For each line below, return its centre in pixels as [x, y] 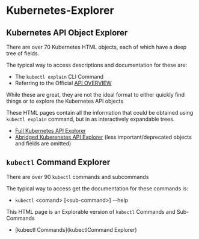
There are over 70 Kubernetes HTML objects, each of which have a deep [96, 47]
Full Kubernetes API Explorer [50, 131]
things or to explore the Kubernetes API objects [65, 101]
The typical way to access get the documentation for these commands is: [97, 188]
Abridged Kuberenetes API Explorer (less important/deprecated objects [103, 137]
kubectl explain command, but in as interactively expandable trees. [90, 119]
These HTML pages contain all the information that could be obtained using [100, 113]
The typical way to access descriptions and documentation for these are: [97, 65]
